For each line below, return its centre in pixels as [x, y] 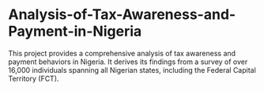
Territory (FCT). [34, 78]
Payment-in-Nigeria [75, 31]
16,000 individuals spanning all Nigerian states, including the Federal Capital [132, 70]
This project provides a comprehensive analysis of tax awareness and [122, 53]
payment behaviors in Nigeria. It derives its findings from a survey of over [128, 62]
